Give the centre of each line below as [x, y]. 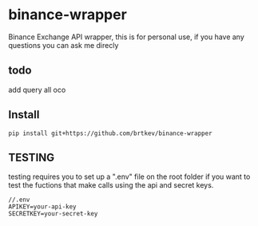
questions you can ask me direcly [64, 45]
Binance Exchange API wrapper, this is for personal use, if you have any [127, 37]
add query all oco [37, 89]
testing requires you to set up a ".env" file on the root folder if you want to [129, 176]
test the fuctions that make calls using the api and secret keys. [111, 185]
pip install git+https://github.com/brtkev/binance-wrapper [111, 133]
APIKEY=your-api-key [43, 207]
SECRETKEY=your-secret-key [53, 214]
